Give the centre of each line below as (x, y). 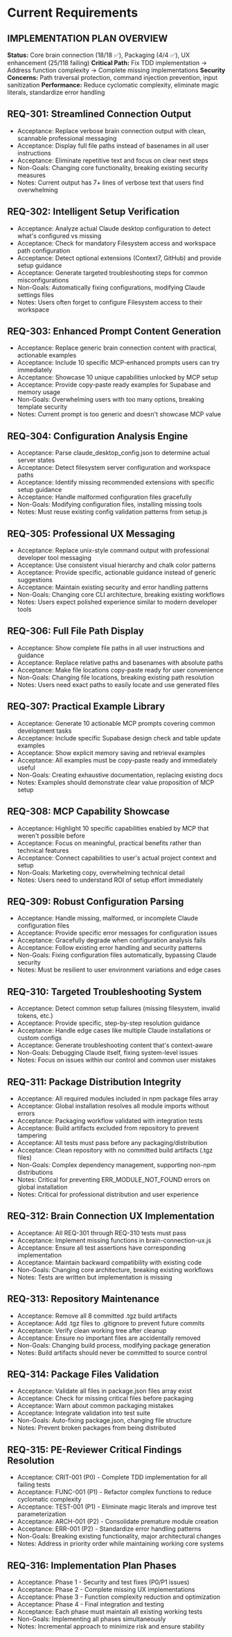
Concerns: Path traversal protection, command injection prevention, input (113, 77)
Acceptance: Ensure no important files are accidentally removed (109, 1338)
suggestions (35, 580)
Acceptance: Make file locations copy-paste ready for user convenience (120, 670)
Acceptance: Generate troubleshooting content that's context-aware (115, 1045)
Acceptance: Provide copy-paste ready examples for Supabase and (114, 385)
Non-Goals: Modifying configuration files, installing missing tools (109, 504)
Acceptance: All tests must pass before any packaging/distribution (112, 1142)
